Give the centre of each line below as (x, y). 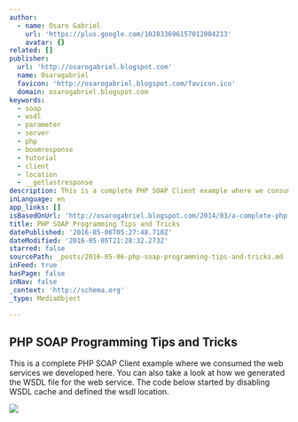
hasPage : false (37, 274)
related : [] (31, 51)
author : (24, 17)
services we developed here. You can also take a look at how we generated (147, 373)
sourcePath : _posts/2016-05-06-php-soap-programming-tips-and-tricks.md (146, 257)
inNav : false (33, 282)
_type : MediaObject (45, 299)
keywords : (27, 100)
